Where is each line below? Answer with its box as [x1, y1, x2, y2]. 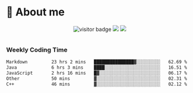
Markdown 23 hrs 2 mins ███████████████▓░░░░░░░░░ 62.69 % [6, 59, 187, 65]
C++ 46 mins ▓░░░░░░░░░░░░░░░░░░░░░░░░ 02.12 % [6, 81, 187, 87]
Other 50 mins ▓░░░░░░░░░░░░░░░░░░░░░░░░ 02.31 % [6, 75, 187, 82]
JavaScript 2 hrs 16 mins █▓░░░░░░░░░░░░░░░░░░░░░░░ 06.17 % [6, 70, 187, 76]
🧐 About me [6, 5, 65, 19]
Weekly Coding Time [6, 46, 68, 54]
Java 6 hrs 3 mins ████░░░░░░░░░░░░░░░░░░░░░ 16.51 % [6, 65, 187, 70]
